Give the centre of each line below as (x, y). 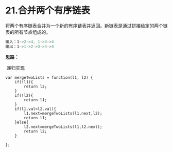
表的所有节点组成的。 (28, 32)
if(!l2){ (24, 95)
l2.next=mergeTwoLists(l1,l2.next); (63, 127)
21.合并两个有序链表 (48, 10)
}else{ (22, 122)
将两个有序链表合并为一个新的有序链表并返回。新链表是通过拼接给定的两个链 (86, 26)
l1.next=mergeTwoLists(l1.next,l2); (63, 113)
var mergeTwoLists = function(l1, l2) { (49, 77)
